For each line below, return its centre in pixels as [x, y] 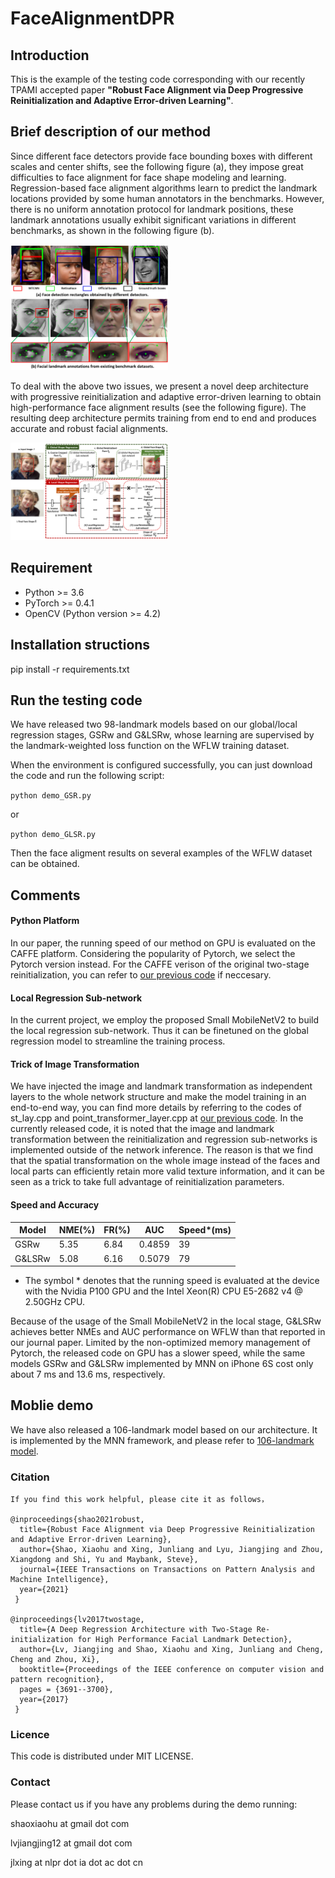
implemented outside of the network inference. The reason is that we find [162, 1150]
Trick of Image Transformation [75, 1064]
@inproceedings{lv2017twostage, [77, 1620]
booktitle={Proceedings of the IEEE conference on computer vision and [172, 1670]
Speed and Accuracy [55, 1204]
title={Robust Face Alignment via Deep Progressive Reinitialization [167, 1530]
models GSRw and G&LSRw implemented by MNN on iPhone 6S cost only [162, 1364]
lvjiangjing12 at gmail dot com [71, 1843]
